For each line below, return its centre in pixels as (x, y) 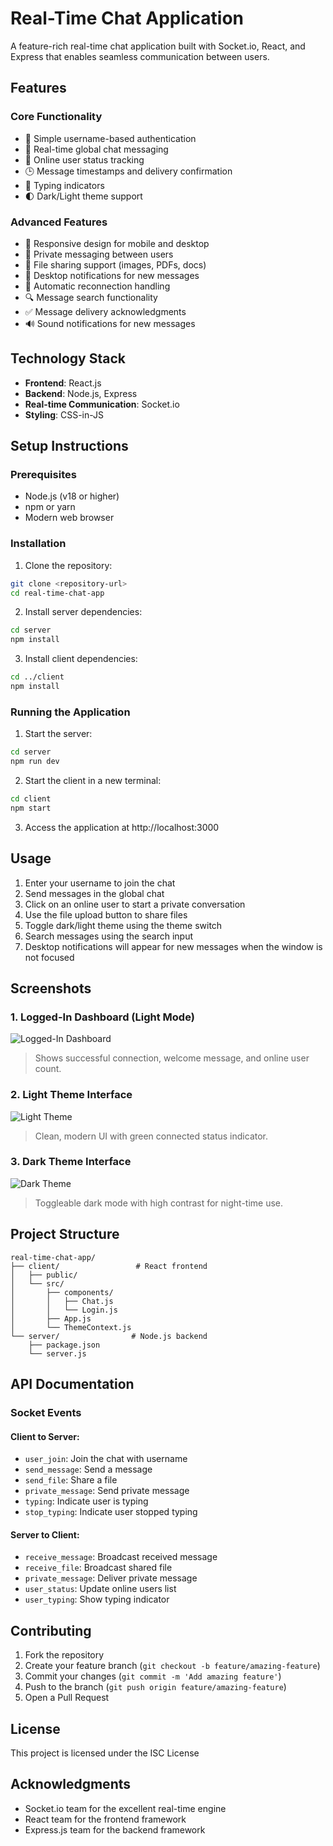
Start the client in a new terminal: (93, 781)
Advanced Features (59, 222)
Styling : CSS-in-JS (64, 414)
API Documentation (72, 1384)
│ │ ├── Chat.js (62, 1301)
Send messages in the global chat (94, 893)
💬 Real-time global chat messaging (96, 149)
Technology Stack (68, 358)
